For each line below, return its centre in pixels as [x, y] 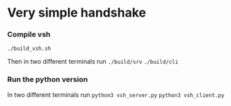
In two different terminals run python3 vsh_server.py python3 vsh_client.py [116, 94]
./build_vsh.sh [29, 49]
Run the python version [48, 80]
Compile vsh [29, 35]
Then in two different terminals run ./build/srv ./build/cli [93, 62]
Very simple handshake [77, 13]
